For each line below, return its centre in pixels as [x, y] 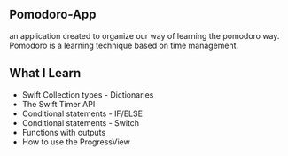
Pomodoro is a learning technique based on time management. [124, 45]
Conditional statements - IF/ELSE [82, 113]
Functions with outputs [64, 132]
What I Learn [45, 73]
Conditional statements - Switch [81, 122]
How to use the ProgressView [76, 142]
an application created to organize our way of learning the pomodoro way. [144, 35]
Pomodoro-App [53, 15]
